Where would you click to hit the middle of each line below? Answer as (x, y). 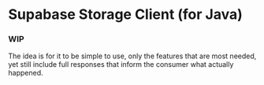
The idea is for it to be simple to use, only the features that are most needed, (132, 56)
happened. (26, 73)
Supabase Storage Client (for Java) (125, 15)
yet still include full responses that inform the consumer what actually (121, 65)
